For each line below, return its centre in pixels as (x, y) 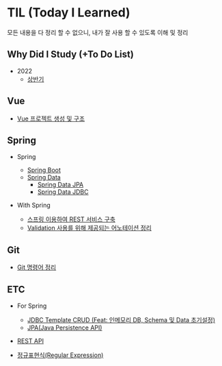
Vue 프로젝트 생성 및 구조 (51, 119)
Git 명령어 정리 (37, 267)
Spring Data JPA (60, 185)
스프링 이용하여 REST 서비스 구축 (71, 219)
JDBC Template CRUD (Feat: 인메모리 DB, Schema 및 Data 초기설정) (121, 320)
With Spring (33, 205)
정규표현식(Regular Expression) (60, 355)
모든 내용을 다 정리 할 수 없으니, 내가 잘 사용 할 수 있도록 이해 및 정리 (98, 32)
